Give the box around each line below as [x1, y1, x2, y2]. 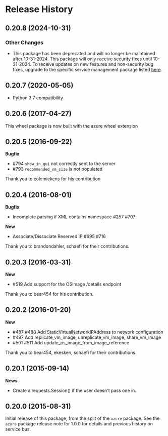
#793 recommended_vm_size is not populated [12, 166, 102, 172]
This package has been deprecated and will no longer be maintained [12, 50, 155, 56]
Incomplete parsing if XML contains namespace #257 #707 [12, 214, 136, 220]
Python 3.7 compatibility [12, 95, 63, 101]
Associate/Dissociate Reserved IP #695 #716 [12, 233, 106, 240]
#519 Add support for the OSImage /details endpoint [12, 281, 122, 287]
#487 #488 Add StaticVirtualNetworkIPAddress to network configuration [12, 329, 163, 335]
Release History [5, 4, 73, 15]
